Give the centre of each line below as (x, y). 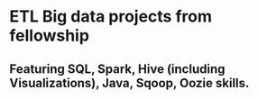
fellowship (50, 36)
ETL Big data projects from (111, 17)
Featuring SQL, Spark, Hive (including (117, 69)
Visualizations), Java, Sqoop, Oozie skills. (129, 83)
